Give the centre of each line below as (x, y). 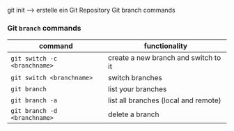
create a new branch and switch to (164, 58)
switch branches (135, 78)
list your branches (137, 89)
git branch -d (34, 111)
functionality (166, 46)
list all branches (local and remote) (164, 100)
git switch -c (34, 59)
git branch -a (34, 101)
